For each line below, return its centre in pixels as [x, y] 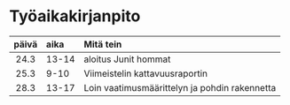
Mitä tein [103, 44]
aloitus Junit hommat [127, 59]
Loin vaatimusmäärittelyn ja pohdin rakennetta [180, 87]
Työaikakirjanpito [75, 16]
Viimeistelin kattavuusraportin [146, 73]
